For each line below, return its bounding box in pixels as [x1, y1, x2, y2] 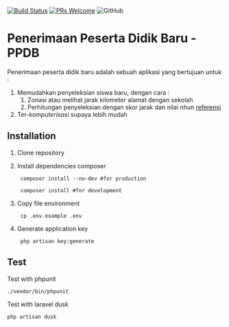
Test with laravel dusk [7, 300, 69, 308]
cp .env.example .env [20, 212, 82, 219]
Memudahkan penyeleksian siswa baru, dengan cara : [16, 88, 170, 96]
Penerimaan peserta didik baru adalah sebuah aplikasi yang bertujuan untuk [7, 67, 222, 76]
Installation [7, 131, 56, 142]
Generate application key [16, 224, 88, 233]
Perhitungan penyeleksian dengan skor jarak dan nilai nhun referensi [27, 103, 221, 111]
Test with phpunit [7, 275, 56, 283]
